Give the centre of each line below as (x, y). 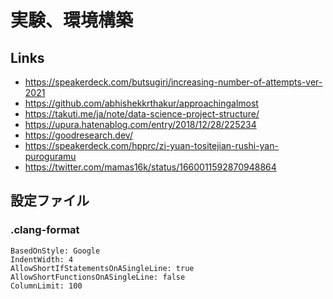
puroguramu (50, 156)
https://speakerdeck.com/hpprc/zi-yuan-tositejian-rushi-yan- (151, 145)
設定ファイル (50, 201)
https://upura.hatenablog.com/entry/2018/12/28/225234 (140, 124)
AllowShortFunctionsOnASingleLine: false (98, 277)
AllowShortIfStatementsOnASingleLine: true (102, 268)
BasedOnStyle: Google (55, 251)
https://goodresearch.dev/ (78, 135)
